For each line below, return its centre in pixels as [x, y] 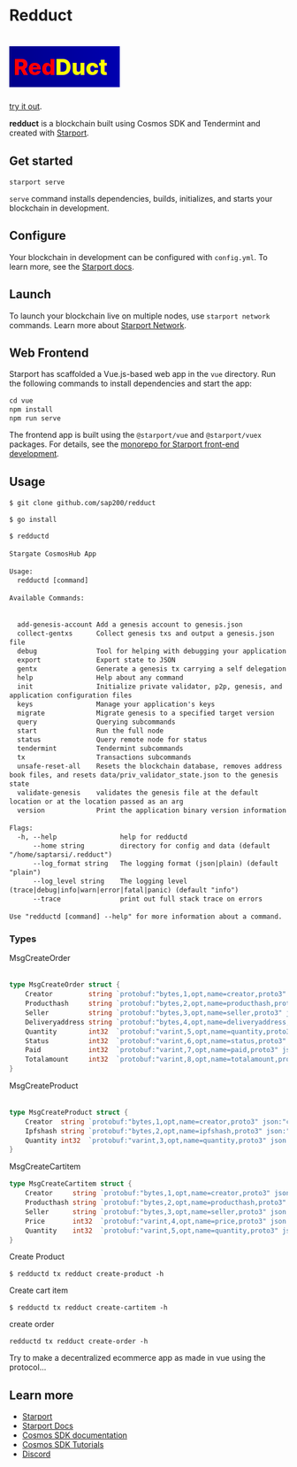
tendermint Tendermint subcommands [100, 749]
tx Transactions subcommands [104, 757]
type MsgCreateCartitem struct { [71, 1184]
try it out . [26, 106]
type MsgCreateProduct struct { [69, 1112]
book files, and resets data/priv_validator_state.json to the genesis [144, 775]
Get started [41, 161]
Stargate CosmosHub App [53, 554]
